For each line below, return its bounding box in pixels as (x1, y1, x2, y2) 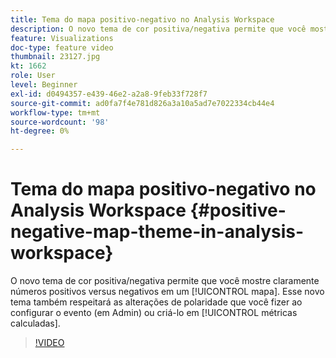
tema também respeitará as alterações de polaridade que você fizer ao (10, 296, 303, 308)
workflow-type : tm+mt (10, 107, 101, 118)
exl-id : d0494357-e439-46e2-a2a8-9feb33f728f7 (10, 89, 208, 99)
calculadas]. (10, 317, 61, 330)
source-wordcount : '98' (10, 117, 110, 127)
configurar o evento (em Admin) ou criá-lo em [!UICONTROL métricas (10, 307, 298, 319)
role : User (10, 71, 56, 81)
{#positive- (189, 199, 287, 222)
